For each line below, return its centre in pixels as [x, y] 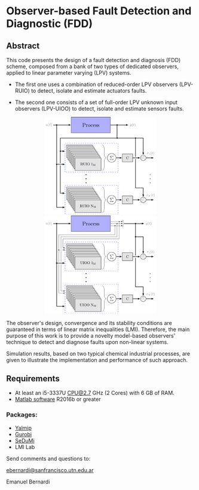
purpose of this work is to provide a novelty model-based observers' [91, 335]
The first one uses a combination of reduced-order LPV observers [96, 84]
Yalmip [23, 428]
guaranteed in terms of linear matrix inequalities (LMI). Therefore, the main [98, 329]
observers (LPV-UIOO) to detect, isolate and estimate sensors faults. [99, 108]
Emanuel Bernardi [28, 482]
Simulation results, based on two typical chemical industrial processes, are [98, 353]
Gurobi [23, 434]
